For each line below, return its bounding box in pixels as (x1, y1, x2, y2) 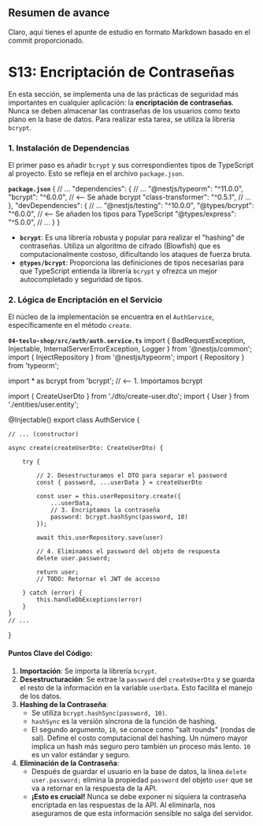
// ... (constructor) (8, 430, 80, 438)
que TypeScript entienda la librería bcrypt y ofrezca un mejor (19, 266, 218, 276)
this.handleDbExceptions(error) (36, 596, 143, 604)
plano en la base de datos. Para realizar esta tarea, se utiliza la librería (8, 114, 235, 124)
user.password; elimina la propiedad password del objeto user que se (31, 775, 254, 784)
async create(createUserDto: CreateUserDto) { (8, 445, 164, 452)
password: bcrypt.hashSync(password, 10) (50, 513, 189, 521)
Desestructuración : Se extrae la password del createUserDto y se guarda (19, 674, 255, 684)
